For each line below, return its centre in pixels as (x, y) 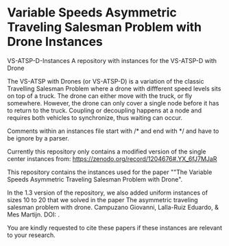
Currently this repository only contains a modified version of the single (107, 151)
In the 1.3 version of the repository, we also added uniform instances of (107, 193)
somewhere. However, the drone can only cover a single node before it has (113, 103)
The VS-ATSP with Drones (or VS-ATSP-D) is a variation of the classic (106, 81)
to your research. (32, 235)
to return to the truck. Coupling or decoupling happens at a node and (105, 110)
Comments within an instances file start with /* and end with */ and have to (113, 131)
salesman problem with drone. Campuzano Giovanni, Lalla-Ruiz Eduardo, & (113, 207)
